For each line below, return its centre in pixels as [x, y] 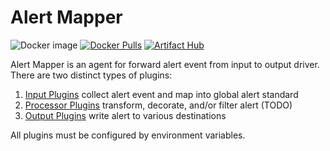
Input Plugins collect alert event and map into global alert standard [161, 94]
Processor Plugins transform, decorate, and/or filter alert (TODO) [158, 105]
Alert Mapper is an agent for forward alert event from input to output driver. [165, 64]
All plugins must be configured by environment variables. [128, 135]
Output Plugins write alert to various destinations [125, 115]
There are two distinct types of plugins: [91, 75]
